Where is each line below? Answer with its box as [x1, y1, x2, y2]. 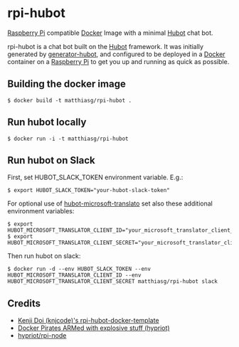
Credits [7, 297, 41, 309]
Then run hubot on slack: [7, 252, 81, 260]
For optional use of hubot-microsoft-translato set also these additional [7, 199, 213, 208]
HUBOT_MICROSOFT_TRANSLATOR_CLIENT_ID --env [7, 272, 142, 279]
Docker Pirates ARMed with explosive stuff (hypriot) [17, 324, 170, 332]
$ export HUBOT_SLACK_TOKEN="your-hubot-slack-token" [7, 187, 171, 194]
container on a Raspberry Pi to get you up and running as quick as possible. [7, 57, 230, 65]
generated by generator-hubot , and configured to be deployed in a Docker [7, 50, 225, 58]
